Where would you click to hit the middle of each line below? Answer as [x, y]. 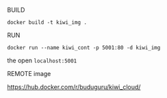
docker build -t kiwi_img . [47, 23]
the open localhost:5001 [42, 60]
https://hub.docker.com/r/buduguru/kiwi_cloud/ [74, 87]
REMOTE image [29, 74]
